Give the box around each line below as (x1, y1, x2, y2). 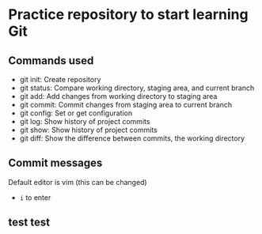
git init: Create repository (19, 75, 101, 84)
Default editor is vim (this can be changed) (8, 177, 148, 187)
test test (8, 216, 50, 229)
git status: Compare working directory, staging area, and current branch (19, 83, 255, 92)
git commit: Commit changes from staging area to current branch (19, 100, 232, 109)
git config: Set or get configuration (19, 108, 133, 118)
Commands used (8, 54, 94, 67)
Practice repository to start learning (8, 6, 249, 24)
